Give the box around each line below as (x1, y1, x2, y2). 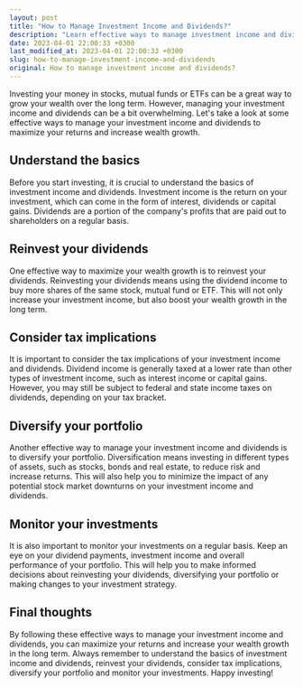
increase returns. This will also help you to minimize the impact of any (9, 471, 269, 482)
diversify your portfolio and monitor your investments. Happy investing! (9, 667, 273, 678)
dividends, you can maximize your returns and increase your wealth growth (9, 638, 289, 649)
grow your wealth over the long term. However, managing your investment (9, 97, 286, 108)
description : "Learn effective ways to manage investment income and (9, 30, 277, 39)
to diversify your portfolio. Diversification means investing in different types (9, 452, 289, 463)
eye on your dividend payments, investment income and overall (9, 550, 245, 561)
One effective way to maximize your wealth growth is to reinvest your (9, 265, 267, 276)
